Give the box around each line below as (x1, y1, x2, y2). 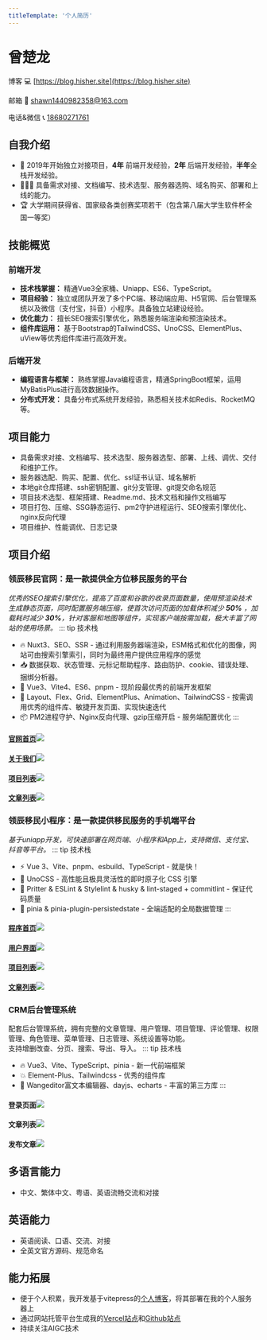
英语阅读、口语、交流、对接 (19, 1236, 111, 1245)
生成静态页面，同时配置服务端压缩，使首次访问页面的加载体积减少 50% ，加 (8, 603, 258, 612)
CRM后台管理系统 (8, 1004, 77, 1015)
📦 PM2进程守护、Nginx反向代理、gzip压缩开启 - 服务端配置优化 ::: (19, 712, 240, 721)
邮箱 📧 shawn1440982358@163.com (8, 95, 129, 105)
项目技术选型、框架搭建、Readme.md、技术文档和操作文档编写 (19, 492, 226, 502)
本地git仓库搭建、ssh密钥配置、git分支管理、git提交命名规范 (19, 483, 217, 492)
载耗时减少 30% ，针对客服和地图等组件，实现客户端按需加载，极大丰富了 (8, 613, 250, 623)
